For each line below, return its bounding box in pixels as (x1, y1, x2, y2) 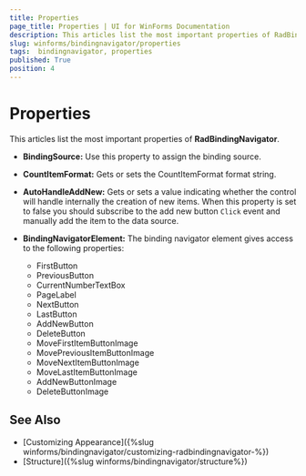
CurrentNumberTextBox (36, 279, 126, 290)
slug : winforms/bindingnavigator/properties (9, 38, 181, 48)
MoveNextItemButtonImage (36, 357, 139, 368)
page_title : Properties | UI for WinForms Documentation (9, 22, 230, 31)
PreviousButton (36, 269, 94, 280)
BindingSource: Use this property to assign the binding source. (22, 151, 261, 162)
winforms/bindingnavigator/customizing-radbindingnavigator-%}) (22, 446, 270, 457)
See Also (9, 412, 61, 428)
